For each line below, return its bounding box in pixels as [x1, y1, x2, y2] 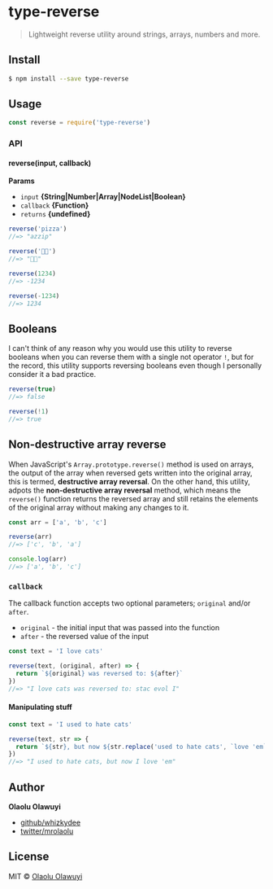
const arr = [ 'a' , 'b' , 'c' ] [8, 518, 107, 527]
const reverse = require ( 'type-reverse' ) [8, 119, 151, 127]
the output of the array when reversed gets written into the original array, [8, 467, 253, 478]
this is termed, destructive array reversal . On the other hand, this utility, [8, 476, 250, 486]
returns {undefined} [19, 209, 91, 219]
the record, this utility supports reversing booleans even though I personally [8, 361, 262, 370]
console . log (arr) [8, 555, 67, 563]
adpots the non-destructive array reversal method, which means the [8, 485, 241, 495]
